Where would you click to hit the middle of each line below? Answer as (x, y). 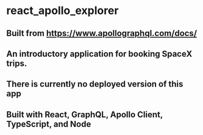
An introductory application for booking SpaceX (99, 53)
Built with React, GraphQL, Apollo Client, (85, 115)
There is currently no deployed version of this (95, 84)
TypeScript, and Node (49, 124)
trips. (17, 63)
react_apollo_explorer (62, 11)
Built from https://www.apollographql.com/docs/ (101, 33)
